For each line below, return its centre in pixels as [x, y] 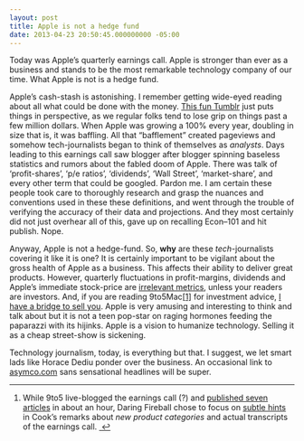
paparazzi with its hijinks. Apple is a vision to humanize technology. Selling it [152, 325]
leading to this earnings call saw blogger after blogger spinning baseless [145, 155]
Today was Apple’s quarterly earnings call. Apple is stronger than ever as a [149, 61]
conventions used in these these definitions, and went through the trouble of [152, 202]
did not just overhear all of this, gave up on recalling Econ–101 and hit [138, 221]
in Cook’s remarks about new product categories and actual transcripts [155, 418]
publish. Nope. [37, 231]
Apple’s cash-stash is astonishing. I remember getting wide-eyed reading [146, 97]
